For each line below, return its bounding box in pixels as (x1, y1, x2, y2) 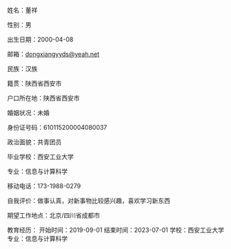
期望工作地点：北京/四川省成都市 (7, 211, 101, 219)
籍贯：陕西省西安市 (7, 79, 62, 88)
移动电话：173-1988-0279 (7, 182, 81, 190)
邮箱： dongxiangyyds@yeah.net (7, 50, 100, 58)
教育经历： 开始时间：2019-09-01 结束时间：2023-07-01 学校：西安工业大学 (7, 226, 224, 234)
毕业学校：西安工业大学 (7, 152, 74, 161)
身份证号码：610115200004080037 (7, 123, 108, 131)
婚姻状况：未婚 (7, 109, 50, 117)
